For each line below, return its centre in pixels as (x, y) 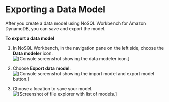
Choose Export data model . (42, 68)
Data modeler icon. (33, 53)
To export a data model (30, 38)
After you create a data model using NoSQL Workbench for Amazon (76, 23)
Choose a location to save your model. (52, 88)
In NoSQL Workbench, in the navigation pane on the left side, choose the (88, 48)
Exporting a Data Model (55, 9)
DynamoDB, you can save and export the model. (55, 28)
